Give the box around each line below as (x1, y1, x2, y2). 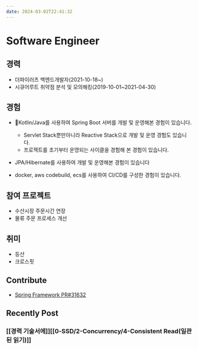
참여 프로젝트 (6, 190, 51, 201)
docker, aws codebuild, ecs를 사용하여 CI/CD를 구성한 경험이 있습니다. (14, 172, 181, 179)
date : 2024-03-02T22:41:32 (6, 8, 73, 15)
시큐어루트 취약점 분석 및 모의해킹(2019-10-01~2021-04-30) (14, 83, 157, 91)
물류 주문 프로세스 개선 (14, 215, 67, 222)
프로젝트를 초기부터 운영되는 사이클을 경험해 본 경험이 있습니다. (23, 146, 169, 154)
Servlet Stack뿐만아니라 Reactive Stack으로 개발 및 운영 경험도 (23, 131, 171, 139)
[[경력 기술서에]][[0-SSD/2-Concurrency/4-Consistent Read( (6, 327, 181, 335)
